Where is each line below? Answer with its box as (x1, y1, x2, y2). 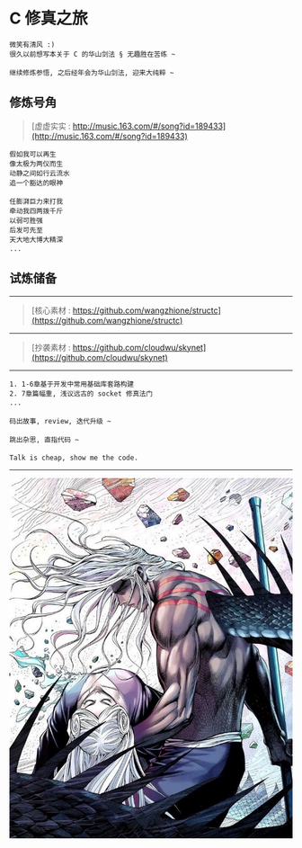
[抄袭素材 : (31, 342, 71, 353)
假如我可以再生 (9, 149, 57, 158)
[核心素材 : (31, 305, 71, 316)
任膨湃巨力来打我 (9, 197, 64, 206)
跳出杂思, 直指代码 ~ (9, 435, 79, 444)
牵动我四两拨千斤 (9, 206, 64, 216)
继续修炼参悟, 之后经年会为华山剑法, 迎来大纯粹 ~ (9, 68, 174, 77)
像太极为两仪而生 (9, 159, 64, 168)
